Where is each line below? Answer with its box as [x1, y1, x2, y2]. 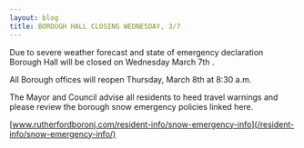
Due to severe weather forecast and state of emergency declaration [9, 46, 264, 57]
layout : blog [9, 13, 59, 23]
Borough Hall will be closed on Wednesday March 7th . [9, 56, 215, 67]
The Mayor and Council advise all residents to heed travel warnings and [9, 92, 279, 103]
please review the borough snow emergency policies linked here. [9, 101, 254, 112]
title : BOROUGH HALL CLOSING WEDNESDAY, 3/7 [9, 22, 181, 31]
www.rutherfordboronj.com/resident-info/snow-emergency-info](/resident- [12, 119, 295, 130]
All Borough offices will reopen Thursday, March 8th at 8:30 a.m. [9, 74, 252, 84]
